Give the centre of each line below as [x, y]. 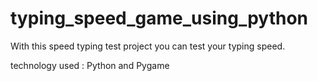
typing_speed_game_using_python [159, 18]
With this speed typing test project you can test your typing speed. [148, 46]
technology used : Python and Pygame [90, 65]
